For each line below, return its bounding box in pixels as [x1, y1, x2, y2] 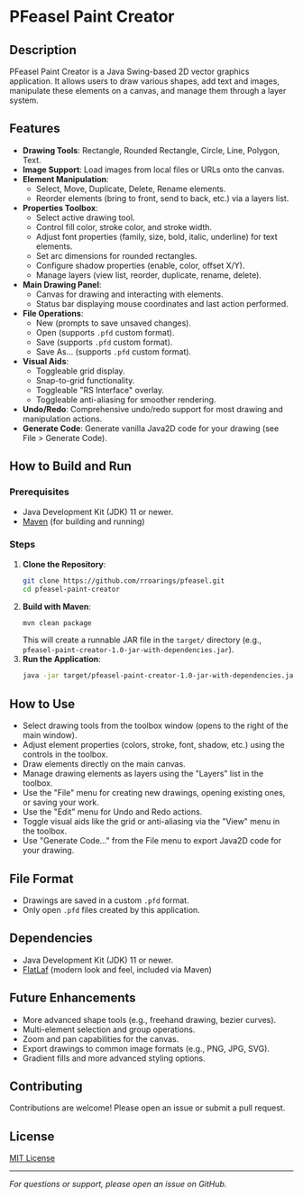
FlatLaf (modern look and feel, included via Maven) [22, 963, 212, 975]
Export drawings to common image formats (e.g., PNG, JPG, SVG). [22, 1043, 271, 1054]
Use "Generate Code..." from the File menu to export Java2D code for [22, 835, 282, 846]
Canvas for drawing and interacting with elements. [35, 289, 224, 299]
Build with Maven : [22, 601, 92, 612]
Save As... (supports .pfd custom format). [35, 346, 192, 357]
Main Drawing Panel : [22, 279, 102, 290]
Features [9, 121, 60, 136]
